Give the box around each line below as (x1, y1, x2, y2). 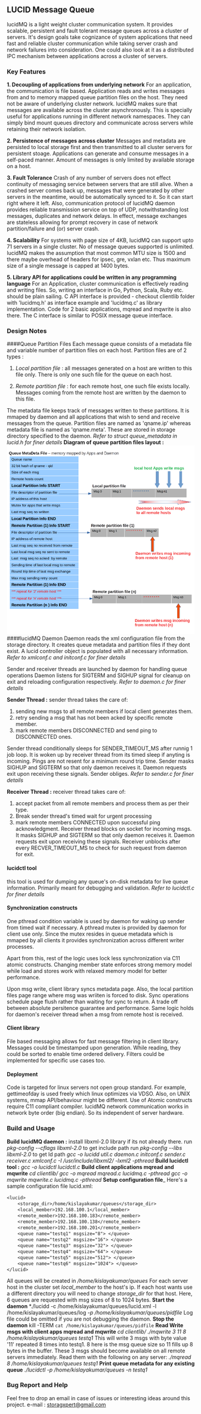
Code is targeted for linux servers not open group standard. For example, (7, 1084, 187, 1091)
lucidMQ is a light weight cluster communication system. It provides (7, 20, 174, 28)
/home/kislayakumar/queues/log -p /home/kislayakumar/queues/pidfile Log (7, 1309, 193, 1316)
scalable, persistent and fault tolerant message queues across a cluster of (7, 27, 189, 34)
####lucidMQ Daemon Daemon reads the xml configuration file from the (7, 635, 185, 642)
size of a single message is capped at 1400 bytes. (7, 262, 130, 269)
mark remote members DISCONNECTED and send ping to (15, 727, 157, 734)
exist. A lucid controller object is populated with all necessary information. (7, 648, 188, 655)
